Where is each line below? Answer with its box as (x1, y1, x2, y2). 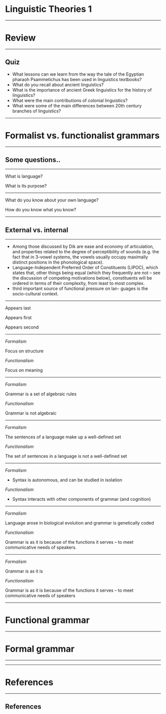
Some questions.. (5, 156, 61, 164)
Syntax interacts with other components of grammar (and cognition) (12, 496, 151, 502)
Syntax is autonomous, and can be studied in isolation (12, 477, 123, 483)
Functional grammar (5, 615, 90, 626)
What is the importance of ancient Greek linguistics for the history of (12, 87, 152, 93)
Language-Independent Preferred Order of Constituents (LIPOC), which (12, 265, 158, 271)
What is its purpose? (5, 183, 47, 189)
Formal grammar (5, 643, 75, 655)
